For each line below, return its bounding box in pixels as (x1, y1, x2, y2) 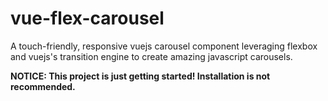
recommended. (10, 80, 76, 92)
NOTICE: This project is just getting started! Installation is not (10, 70, 271, 82)
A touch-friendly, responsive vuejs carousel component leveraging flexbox (10, 40, 318, 52)
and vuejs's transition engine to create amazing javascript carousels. (10, 50, 293, 62)
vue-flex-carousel (10, 7, 165, 30)
